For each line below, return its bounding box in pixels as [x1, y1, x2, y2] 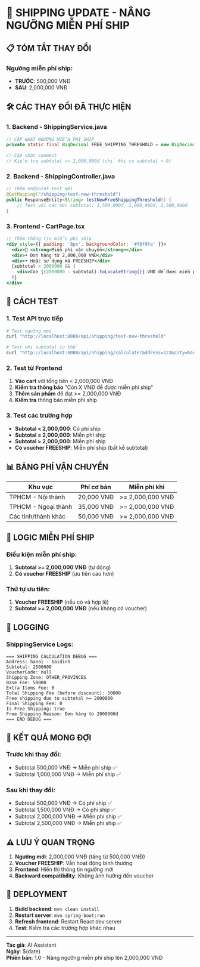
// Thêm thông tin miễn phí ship [6, 236, 92, 242]
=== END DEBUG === [6, 716, 52, 722]
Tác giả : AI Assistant [6, 941, 57, 949]
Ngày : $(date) [6, 947, 40, 954]
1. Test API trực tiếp [6, 314, 64, 323]
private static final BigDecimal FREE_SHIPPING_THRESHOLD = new [6, 142, 169, 148]
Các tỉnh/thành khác [9, 512, 66, 520]
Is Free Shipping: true [6, 706, 65, 712]
